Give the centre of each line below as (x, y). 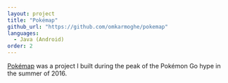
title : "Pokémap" (33, 20)
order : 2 (20, 46)
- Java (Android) (39, 40)
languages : (23, 33)
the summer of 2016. (37, 73)
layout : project (31, 14)
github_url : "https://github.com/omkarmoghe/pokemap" (88, 27)
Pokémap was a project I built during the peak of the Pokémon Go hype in (114, 66)
